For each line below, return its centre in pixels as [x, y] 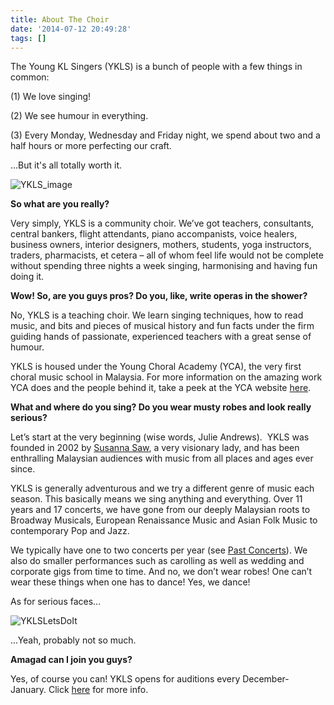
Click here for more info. [98, 690]
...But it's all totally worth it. [66, 165]
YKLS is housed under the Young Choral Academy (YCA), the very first [156, 367]
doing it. [27, 277]
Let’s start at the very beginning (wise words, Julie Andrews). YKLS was [160, 437]
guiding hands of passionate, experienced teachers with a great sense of [161, 337]
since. [23, 469]
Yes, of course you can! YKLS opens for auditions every [125, 679]
